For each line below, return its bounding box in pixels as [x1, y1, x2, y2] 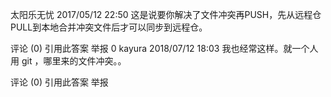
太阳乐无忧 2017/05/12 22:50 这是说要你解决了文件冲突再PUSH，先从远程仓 [10, 9, 322, 20]
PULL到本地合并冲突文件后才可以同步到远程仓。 [10, 21, 208, 33]
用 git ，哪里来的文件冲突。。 [10, 55, 127, 67]
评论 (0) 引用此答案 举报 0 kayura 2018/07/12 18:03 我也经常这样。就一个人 [10, 43, 319, 54]
